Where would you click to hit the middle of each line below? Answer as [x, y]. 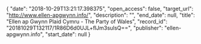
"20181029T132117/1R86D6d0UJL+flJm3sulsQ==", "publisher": [85, 28]
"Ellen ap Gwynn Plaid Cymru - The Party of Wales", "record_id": [87, 21]
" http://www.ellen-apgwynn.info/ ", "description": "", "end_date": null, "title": [101, 15]
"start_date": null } [68, 34]
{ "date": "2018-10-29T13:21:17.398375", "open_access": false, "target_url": [100, 9]
